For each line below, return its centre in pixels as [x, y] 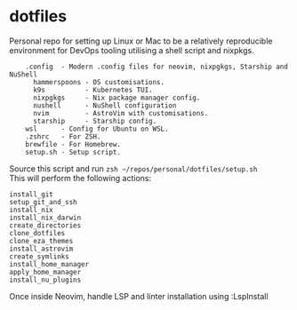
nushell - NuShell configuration [104, 105]
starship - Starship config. [95, 121]
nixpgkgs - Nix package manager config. [116, 98]
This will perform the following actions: [80, 178]
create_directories [45, 225]
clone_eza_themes [41, 241]
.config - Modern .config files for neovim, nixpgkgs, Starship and [157, 67]
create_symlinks [39, 256]
